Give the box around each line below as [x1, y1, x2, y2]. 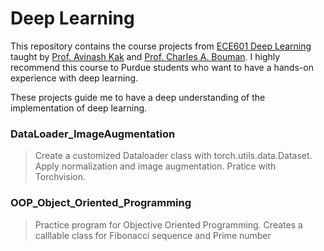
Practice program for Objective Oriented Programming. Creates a [34, 218, 303, 231]
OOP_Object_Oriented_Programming [10, 196, 192, 210]
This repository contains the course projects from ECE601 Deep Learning [10, 40, 312, 52]
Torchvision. [34, 171, 86, 183]
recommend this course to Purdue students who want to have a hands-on [10, 61, 314, 73]
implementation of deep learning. [10, 102, 148, 114]
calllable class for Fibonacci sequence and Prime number [34, 229, 272, 241]
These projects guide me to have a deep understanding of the [10, 91, 266, 103]
